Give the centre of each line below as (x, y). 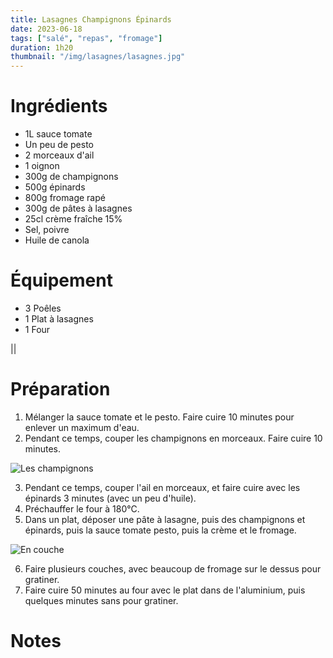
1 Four (37, 329)
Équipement (61, 280)
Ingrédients (59, 106)
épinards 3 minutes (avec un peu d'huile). (110, 498)
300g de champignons (71, 177)
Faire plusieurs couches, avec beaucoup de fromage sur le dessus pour (173, 568)
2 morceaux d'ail (59, 155)
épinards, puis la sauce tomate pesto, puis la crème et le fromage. (160, 530)
